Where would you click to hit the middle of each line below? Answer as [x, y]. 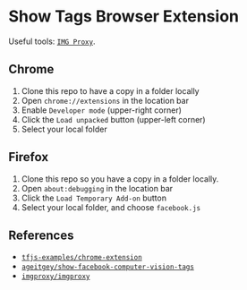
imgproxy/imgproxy [55, 277]
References [41, 235]
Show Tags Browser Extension [123, 17]
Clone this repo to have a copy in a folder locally [110, 90]
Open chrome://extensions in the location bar [105, 100]
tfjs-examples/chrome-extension [81, 258]
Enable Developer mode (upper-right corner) [102, 110]
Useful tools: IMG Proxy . [52, 41]
